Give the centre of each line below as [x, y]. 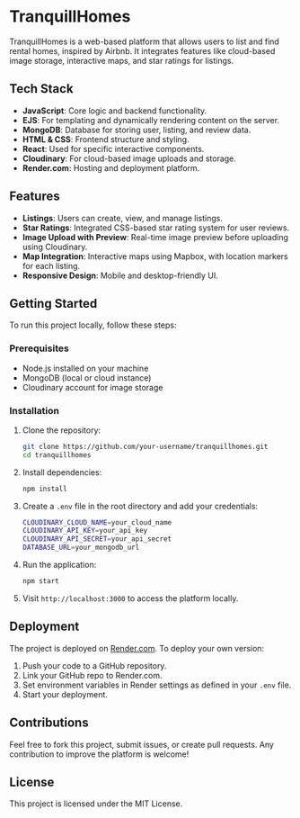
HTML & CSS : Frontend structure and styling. [106, 139]
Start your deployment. [65, 694]
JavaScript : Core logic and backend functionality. [115, 111]
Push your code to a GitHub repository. [94, 665]
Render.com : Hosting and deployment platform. [111, 167]
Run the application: [59, 565]
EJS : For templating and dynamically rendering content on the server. [151, 120]
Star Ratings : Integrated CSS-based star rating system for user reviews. [156, 228]
